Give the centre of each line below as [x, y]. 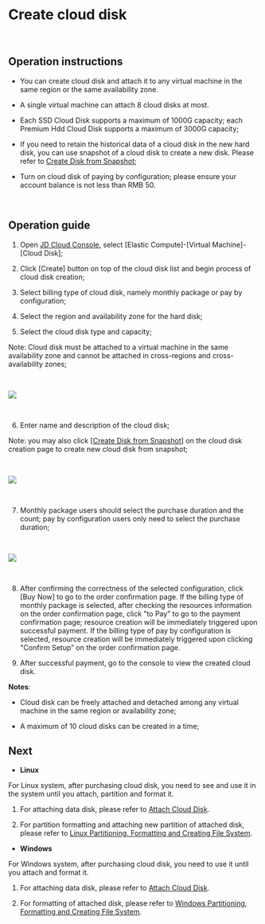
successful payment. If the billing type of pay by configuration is [125, 630]
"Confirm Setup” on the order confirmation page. [100, 647]
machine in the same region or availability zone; [98, 711]
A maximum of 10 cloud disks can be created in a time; [109, 726]
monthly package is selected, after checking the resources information [136, 605]
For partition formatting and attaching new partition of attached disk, [132, 825]
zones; [56, 364]
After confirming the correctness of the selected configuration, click [131, 588]
